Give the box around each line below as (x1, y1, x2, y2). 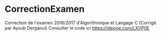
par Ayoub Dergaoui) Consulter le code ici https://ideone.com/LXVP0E (4, 25, 149, 31)
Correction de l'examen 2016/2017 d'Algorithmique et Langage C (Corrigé (4, 20, 156, 26)
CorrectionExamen (4, 3, 84, 15)
